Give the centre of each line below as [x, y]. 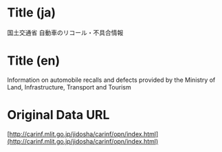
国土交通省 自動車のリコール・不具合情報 [65, 32]
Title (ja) [32, 13]
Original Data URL [58, 115]
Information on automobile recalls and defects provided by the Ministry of [111, 80]
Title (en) [34, 61]
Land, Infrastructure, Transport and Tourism [69, 87]
